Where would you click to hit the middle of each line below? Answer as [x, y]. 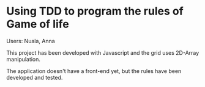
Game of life [38, 24]
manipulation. [24, 59]
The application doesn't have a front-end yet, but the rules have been [94, 71]
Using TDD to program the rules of [95, 11]
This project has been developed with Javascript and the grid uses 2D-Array [103, 52]
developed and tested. [35, 77]
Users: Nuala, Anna [31, 41]
